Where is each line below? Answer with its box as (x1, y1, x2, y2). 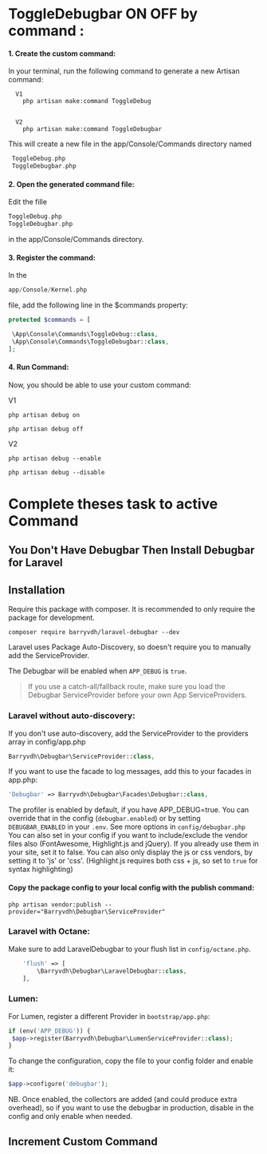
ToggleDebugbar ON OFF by (8, 5, 198, 23)
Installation (8, 583, 65, 597)
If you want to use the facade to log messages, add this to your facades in (8, 767, 252, 776)
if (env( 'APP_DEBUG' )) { (8, 1027, 91, 1035)
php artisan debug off (8, 425, 84, 433)
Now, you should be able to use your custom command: (8, 380, 191, 390)
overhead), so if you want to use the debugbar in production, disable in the (8, 1103, 254, 1112)
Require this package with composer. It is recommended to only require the (8, 605, 256, 614)
